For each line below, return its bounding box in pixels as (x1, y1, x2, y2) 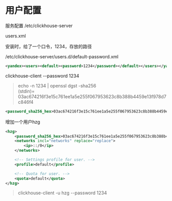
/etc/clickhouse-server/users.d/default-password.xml (5, 53, 119, 59)
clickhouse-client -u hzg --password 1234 (17, 190, 107, 196)
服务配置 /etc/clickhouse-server (5, 23, 73, 29)
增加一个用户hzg (5, 119, 40, 125)
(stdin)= (17, 88, 35, 94)
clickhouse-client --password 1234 (5, 73, 79, 79)
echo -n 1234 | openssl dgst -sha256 (17, 82, 96, 88)
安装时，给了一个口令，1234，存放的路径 (5, 43, 92, 49)
